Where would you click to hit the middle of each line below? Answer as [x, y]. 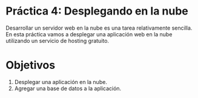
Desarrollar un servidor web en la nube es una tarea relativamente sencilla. [99, 28]
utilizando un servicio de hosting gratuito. [58, 41]
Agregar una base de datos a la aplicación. [68, 88]
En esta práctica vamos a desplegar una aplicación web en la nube [89, 34]
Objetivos [31, 65]
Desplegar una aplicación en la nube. [61, 82]
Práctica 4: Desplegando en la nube [97, 11]
